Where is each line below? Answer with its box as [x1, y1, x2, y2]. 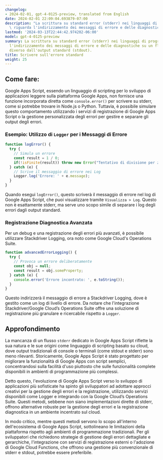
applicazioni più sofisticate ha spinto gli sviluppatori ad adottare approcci [5, 383, 151, 389]
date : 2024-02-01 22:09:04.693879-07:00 [5, 16, 88, 21]
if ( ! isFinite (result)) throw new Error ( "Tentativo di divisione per [14, 160, 155, 165]
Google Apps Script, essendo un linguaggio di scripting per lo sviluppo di [5, 88, 151, 94]
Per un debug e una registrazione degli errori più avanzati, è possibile [5, 230, 144, 236]
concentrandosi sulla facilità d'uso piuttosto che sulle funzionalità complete [5, 364, 156, 369]
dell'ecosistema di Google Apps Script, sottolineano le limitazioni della [5, 424, 146, 430]
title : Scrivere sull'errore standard [5, 52, 83, 57]
